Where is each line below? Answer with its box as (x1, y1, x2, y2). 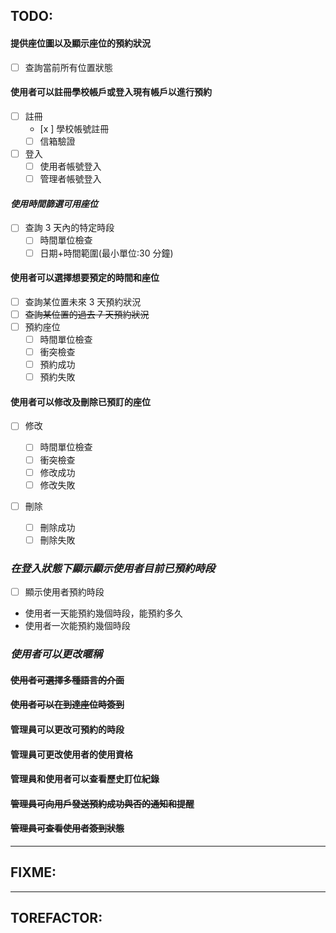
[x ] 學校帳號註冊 (39, 122, 110, 134)
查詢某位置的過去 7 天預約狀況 (24, 308, 150, 320)
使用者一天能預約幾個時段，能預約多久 (24, 607, 183, 619)
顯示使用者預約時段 (24, 586, 105, 598)
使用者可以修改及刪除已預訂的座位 (10, 395, 151, 408)
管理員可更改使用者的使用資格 (10, 748, 133, 760)
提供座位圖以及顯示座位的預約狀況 (10, 37, 151, 49)
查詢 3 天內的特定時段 (24, 222, 115, 234)
